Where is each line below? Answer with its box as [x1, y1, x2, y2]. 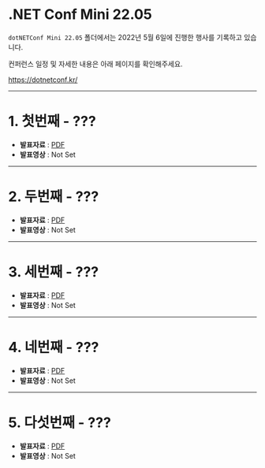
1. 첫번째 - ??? [8, 113, 96, 131]
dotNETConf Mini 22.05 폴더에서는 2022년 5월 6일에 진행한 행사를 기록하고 [8, 32, 243, 42]
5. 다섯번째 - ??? [8, 414, 112, 431]
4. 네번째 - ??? [8, 338, 99, 356]
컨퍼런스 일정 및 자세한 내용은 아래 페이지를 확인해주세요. [8, 59, 183, 69]
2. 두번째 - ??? [8, 188, 99, 206]
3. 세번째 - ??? [8, 263, 99, 280]
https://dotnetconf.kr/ [8, 75, 78, 84]
